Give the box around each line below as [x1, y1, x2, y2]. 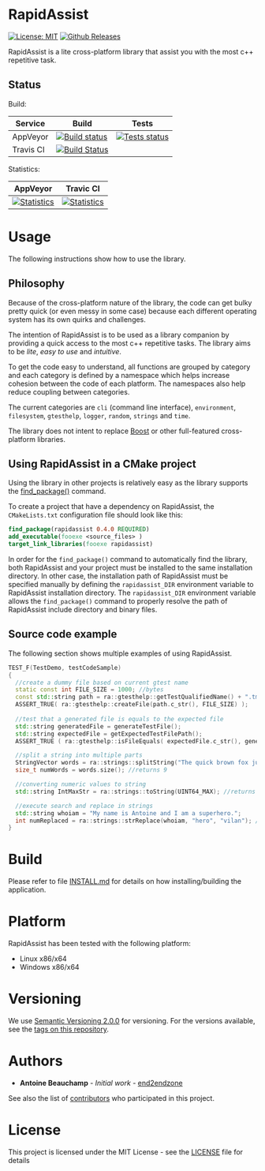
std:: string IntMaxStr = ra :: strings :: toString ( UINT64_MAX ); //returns [15, 788, 256, 795]
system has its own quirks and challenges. [8, 314, 146, 324]
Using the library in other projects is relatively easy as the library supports [8, 478, 248, 488]
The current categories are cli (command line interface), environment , [8, 402, 237, 412]
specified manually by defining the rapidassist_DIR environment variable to [8, 579, 254, 589]
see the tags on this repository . [8, 1024, 109, 1034]
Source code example [8, 627, 118, 641]
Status [8, 78, 42, 92]
